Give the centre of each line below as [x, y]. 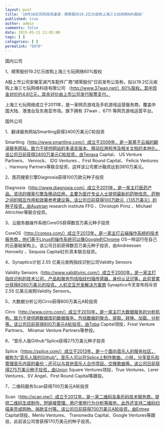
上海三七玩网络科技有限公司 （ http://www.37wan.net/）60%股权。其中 [81, 88]
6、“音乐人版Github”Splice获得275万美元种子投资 [55, 340]
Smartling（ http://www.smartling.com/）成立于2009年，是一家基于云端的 [80, 142]
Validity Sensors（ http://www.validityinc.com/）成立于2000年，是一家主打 [81, 272]
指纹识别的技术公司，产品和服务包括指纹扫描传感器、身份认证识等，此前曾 [80, 278]
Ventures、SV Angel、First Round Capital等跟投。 [56, 376]
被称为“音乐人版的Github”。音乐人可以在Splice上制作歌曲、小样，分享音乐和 [82, 357]
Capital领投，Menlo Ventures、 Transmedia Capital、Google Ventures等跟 [80, 415]
